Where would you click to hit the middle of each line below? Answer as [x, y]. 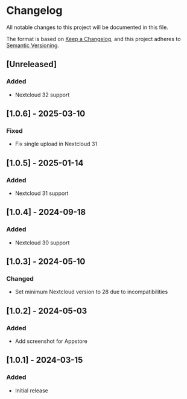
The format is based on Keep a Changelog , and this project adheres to [93, 39]
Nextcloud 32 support [42, 95]
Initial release [31, 391]
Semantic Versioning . [33, 45]
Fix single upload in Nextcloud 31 [56, 144]
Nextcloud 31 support [42, 193]
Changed [20, 279]
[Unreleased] [32, 64]
